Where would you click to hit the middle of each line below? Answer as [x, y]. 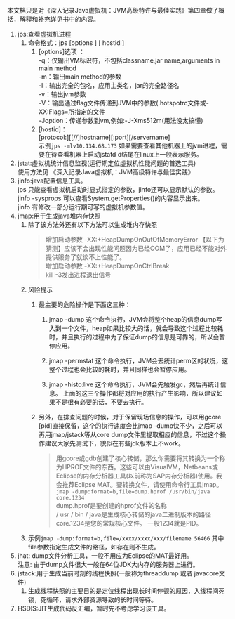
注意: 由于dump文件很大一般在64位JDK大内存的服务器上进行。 [108, 565]
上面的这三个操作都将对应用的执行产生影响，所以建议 [140, 393]
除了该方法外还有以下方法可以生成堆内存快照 [93, 224]
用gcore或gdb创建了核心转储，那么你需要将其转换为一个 [137, 458]
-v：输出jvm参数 [62, 94]
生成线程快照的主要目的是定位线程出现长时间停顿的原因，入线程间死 [126, 591]
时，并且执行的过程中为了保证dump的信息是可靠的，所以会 [134, 337]
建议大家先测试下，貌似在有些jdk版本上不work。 [114, 443]
